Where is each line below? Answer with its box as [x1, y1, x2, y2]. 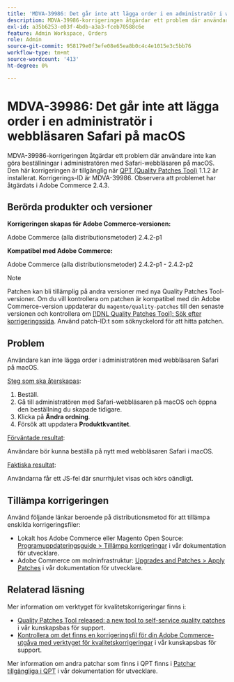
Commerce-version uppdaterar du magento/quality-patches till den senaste [7, 302, 224, 311]
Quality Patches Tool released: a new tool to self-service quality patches [17, 616, 226, 624]
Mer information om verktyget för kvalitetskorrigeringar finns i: [7, 602, 187, 611]
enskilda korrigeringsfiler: [7, 521, 81, 528]
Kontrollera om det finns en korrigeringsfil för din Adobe [17, 630, 178, 639]
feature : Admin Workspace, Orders [7, 29, 108, 37]
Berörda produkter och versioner [7, 201, 153, 213]
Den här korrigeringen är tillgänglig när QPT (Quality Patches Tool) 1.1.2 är [7, 166, 219, 175]
